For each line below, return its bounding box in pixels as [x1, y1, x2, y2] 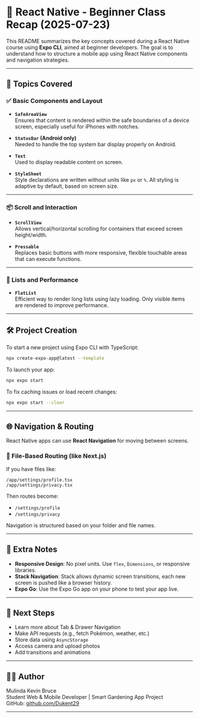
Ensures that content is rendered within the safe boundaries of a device [14, 117, 190, 124]
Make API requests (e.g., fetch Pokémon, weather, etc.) [14, 630, 150, 637]
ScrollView [14, 220, 42, 226]
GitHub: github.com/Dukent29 [6, 700, 80, 707]
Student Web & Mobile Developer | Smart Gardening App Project [6, 694, 163, 701]
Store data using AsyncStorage [14, 636, 89, 643]
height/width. [14, 231, 47, 239]
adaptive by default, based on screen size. [14, 182, 119, 189]
